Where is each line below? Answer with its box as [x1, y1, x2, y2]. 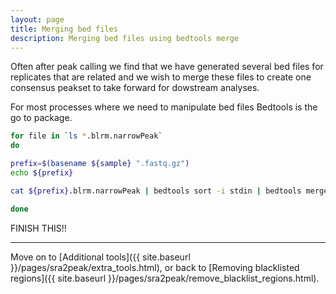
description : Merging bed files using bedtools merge [10, 33, 240, 43]
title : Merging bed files [10, 24, 118, 34]
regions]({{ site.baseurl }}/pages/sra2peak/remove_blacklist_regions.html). [10, 272, 320, 284]
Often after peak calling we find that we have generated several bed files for [10, 61, 324, 73]
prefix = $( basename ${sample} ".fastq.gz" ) [10, 159, 190, 169]
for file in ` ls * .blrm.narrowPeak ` [10, 131, 163, 141]
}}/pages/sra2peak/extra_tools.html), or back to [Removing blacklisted [10, 261, 300, 273]
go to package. [10, 112, 73, 124]
